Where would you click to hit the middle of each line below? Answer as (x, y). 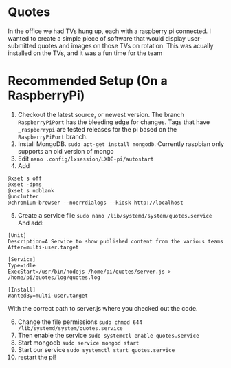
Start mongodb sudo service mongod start (78, 343)
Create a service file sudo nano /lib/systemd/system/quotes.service (115, 215)
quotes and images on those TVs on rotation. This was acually (125, 45)
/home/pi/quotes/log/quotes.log (54, 277)
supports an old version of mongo (66, 151)
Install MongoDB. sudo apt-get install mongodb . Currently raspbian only (121, 144)
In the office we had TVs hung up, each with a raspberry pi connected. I (110, 31)
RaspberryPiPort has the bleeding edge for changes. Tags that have (114, 122)
